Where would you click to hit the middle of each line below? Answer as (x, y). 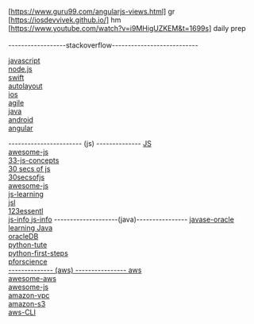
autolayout (25, 86)
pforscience (28, 262)
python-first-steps (38, 253)
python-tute (28, 245)
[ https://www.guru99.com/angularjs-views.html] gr (92, 12)
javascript (25, 60)
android (21, 120)
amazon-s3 (27, 304)
